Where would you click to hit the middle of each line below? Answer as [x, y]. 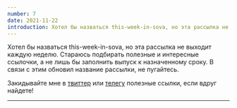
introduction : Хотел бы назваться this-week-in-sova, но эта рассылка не [118, 27]
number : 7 [22, 14]
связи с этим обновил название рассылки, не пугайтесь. [93, 70]
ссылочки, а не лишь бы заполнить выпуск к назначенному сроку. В [110, 62]
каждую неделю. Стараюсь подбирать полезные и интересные [103, 54]
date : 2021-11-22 [33, 20]
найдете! [20, 91]
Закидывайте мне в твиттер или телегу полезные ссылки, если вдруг [112, 83]
